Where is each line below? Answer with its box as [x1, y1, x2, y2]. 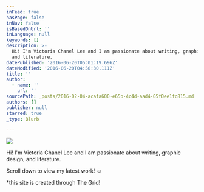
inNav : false [6, 20, 39, 26]
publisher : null [6, 104, 47, 111]
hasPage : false [6, 15, 45, 21]
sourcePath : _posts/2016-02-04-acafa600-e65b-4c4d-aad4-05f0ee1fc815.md [6, 93, 194, 99]
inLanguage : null [6, 31, 50, 38]
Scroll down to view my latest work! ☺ [6, 167, 102, 174]
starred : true [6, 110, 42, 116]
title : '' [6, 71, 32, 77]
